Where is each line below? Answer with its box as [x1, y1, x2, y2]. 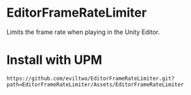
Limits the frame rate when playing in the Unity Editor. [6, 28, 160, 36]
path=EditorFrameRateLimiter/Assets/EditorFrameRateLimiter [6, 81, 185, 88]
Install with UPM [6, 52, 102, 68]
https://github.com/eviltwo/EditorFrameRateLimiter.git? [6, 75, 175, 82]
